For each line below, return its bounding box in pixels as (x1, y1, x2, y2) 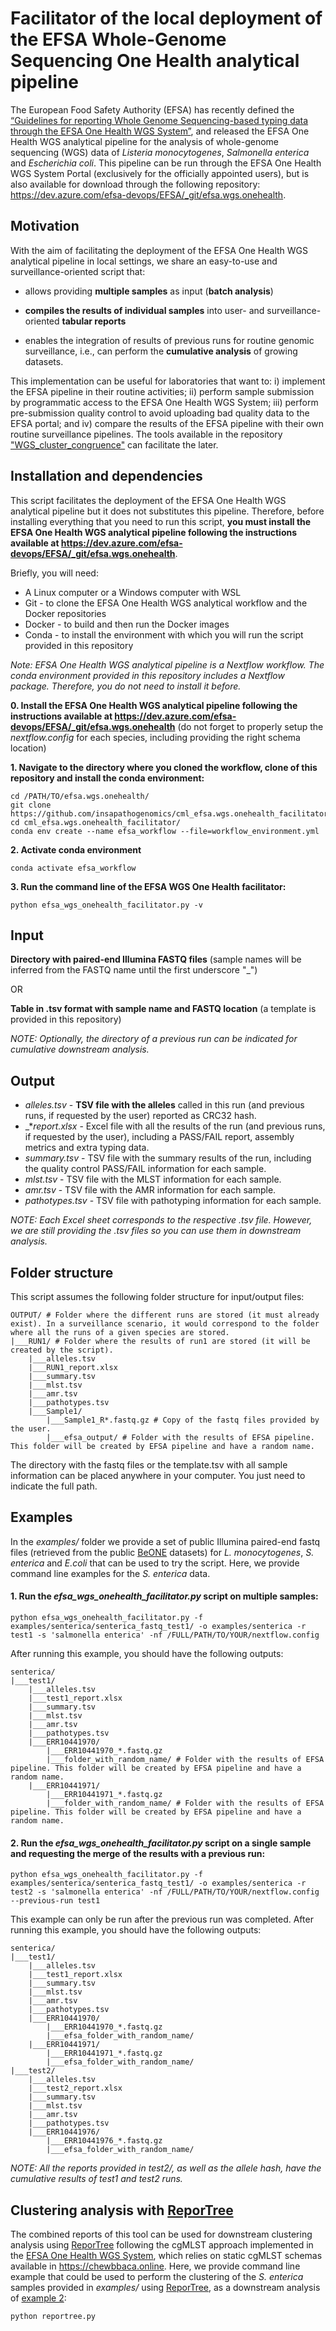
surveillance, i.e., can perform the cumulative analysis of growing (24, 345, 298, 357)
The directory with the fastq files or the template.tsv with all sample (10, 1459, 288, 1471)
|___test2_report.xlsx (28, 2083, 123, 2094)
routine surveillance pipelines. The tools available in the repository (10, 428, 283, 440)
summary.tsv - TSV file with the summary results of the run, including (24, 1152, 312, 1164)
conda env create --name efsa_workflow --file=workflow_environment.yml (10, 826, 320, 836)
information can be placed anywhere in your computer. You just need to (10, 1470, 306, 1481)
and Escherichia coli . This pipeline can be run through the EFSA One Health (10, 157, 322, 169)
